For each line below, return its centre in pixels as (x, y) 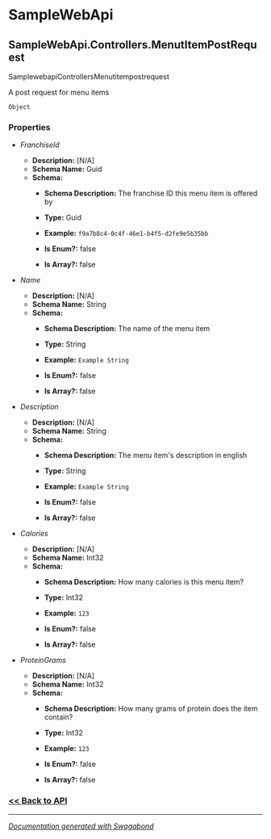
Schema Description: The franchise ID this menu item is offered (151, 193)
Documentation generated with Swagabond (81, 826)
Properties (29, 127)
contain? (58, 717)
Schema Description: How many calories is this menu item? (144, 582)
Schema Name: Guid (67, 169)
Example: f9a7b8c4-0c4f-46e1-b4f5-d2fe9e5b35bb (126, 233)
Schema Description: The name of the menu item (127, 329)
